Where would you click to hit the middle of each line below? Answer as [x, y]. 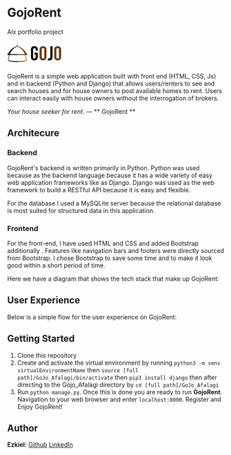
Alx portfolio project [35, 32]
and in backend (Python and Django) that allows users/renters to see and [111, 83]
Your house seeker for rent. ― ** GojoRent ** [71, 111]
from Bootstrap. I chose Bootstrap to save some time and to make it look [110, 258]
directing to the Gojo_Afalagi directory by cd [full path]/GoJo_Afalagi [118, 385]
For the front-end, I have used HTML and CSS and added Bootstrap [103, 243]
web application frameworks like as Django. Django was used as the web [111, 182]
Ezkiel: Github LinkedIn [40, 445]
